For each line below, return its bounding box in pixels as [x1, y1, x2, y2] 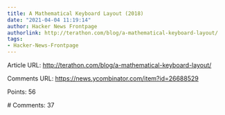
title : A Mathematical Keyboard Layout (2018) [7, 10, 144, 17]
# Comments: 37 [7, 101, 55, 109]
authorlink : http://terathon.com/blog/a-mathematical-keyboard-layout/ [7, 29, 218, 36]
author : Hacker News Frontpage [7, 23, 98, 30]
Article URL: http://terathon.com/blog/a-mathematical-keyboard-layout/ [7, 61, 212, 69]
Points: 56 [7, 87, 36, 96]
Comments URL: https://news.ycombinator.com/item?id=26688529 [7, 74, 199, 83]
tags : [7, 36, 23, 43]
